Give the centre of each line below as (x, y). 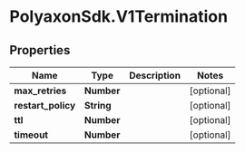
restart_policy (45, 105)
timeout (31, 135)
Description (155, 76)
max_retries (40, 91)
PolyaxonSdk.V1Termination (119, 17)
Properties (40, 50)
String (98, 105)
